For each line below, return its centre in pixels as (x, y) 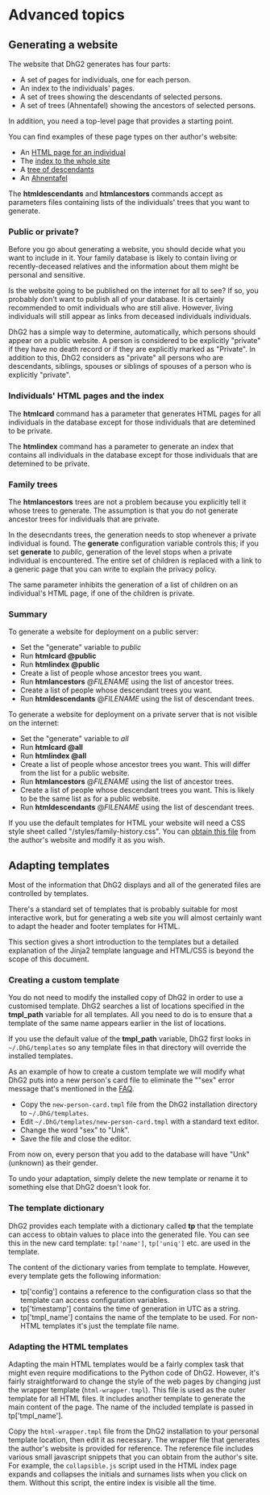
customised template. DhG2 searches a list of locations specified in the (127, 1006)
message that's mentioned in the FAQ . (71, 1089)
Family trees (33, 484)
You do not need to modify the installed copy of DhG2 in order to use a (126, 998)
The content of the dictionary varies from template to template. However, (129, 1267)
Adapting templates (59, 865)
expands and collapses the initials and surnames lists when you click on (128, 1474)
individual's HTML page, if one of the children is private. (102, 593)
